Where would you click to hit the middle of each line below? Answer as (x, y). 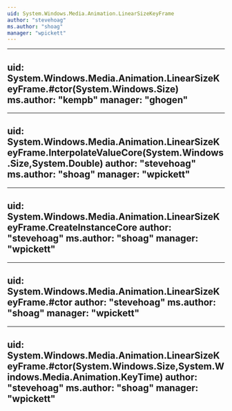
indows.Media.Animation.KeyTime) (85, 377)
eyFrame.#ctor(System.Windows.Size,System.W (116, 366)
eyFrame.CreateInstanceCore (72, 228)
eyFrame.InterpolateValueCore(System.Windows (116, 153)
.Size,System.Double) (55, 164)
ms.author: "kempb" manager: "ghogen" (98, 100)
